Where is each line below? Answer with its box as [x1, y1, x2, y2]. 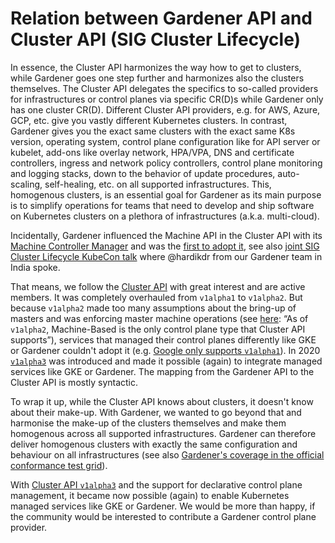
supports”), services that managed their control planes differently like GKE [10, 333, 317, 346]
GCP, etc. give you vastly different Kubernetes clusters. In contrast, [10, 114, 288, 126]
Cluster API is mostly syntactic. [10, 376, 139, 388]
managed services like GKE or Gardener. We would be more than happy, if [10, 500, 316, 512]
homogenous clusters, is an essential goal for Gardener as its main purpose [10, 188, 322, 201]
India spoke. [10, 261, 61, 273]
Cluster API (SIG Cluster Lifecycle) [10, 28, 302, 51]
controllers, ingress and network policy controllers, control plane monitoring [10, 157, 323, 169]
